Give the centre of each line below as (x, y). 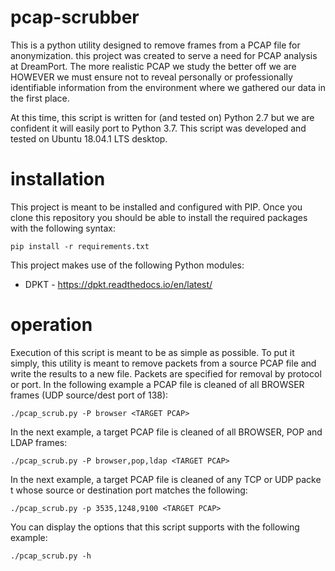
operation (51, 325)
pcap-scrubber (75, 17)
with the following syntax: (63, 228)
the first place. (40, 98)
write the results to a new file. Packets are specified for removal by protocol (166, 373)
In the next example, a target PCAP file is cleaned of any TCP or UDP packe (166, 479)
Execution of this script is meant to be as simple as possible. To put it (152, 352)
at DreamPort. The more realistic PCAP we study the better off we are (153, 66)
